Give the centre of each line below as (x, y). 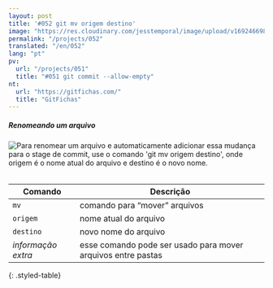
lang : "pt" (27, 54)
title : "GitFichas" (49, 99)
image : (19, 31)
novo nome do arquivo (123, 232)
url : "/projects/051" (52, 69)
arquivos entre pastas (121, 255)
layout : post (30, 16)
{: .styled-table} (35, 275)
